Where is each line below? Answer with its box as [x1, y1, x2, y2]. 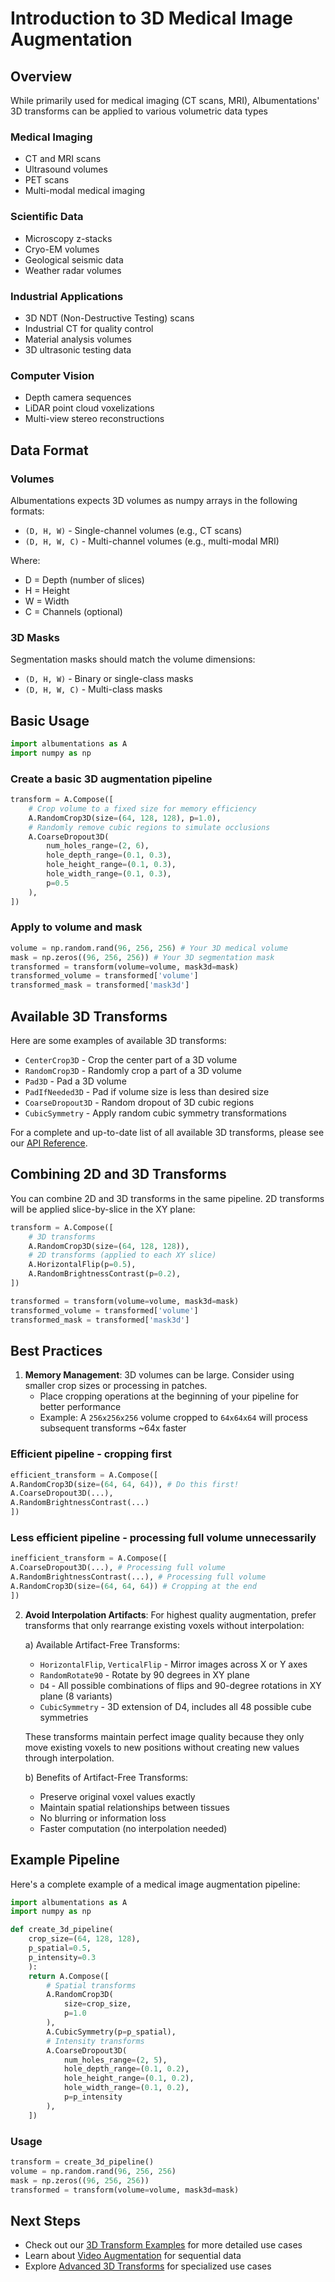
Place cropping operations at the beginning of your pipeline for [39, 1390, 299, 1402]
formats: [10, 505, 45, 517]
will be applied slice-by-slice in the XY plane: [10, 1203, 196, 1215]
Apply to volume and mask [10, 920, 143, 934]
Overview [10, 68, 73, 85]
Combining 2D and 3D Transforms [10, 1166, 227, 1183]
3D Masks [10, 630, 60, 644]
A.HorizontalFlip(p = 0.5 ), [28, 1260, 137, 1270]
